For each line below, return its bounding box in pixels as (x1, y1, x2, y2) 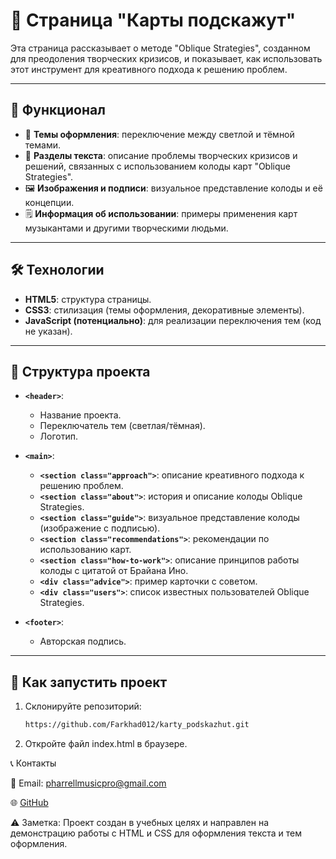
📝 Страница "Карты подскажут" (10, 9, 297, 32)
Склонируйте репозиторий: (24, 700, 142, 713)
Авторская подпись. (39, 635, 127, 648)
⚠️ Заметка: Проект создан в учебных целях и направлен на (10, 817, 270, 829)
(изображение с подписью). (39, 522, 161, 534)
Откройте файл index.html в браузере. (24, 738, 188, 750)
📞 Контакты (10, 757, 57, 769)
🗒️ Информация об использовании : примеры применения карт (24, 207, 298, 219)
